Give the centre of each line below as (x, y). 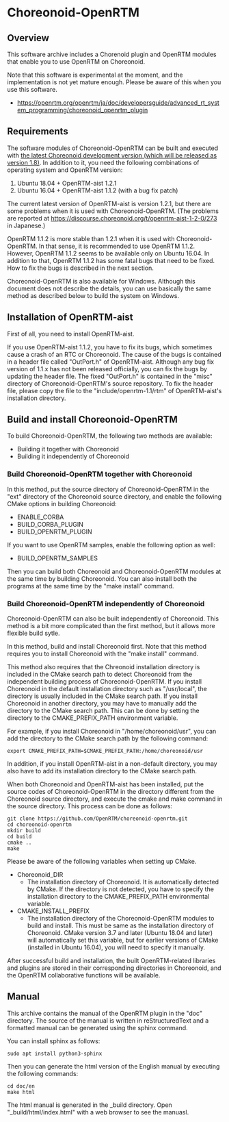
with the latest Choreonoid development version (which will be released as (112, 155)
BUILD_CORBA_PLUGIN (50, 524)
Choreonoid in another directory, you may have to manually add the (102, 703)
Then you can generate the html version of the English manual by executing (113, 1066)
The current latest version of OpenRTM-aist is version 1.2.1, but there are (109, 203)
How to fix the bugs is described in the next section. (80, 268)
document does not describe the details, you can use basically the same (109, 288)
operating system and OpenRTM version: (65, 170)
